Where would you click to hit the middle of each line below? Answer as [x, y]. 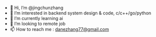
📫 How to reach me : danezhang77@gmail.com [59, 29]
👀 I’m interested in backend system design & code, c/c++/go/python [81, 13]
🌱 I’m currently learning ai [37, 18]
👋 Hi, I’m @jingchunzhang [37, 8]
